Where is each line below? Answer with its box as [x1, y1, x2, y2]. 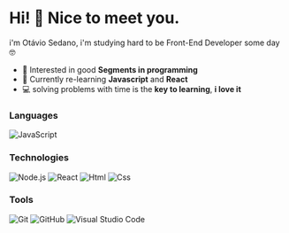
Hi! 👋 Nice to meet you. [9, 8, 180, 28]
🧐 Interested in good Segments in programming [21, 64, 199, 74]
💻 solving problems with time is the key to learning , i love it [21, 83, 241, 94]
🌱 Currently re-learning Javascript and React [21, 74, 188, 84]
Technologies [9, 151, 69, 164]
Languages [9, 109, 59, 121]
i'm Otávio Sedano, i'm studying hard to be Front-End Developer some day [9, 37, 280, 48]
